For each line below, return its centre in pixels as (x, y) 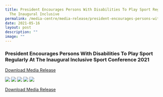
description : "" (21, 32)
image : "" (15, 37)
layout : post (18, 28)
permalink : (16, 18)
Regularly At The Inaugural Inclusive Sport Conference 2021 (77, 60)
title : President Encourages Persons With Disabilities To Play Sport (78, 9)
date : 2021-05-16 (23, 23)
